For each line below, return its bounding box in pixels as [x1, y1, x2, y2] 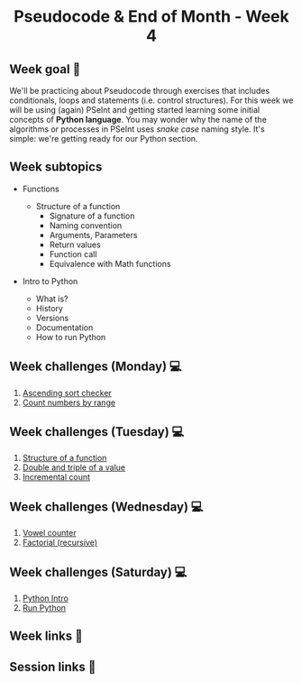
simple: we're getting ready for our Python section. [9, 134, 198, 143]
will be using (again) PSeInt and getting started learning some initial [9, 105, 261, 115]
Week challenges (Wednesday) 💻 [9, 499, 204, 514]
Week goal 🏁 [9, 61, 81, 77]
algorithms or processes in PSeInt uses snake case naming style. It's [9, 124, 265, 134]
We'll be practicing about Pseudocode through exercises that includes [9, 86, 270, 96]
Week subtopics [9, 160, 103, 175]
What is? [35, 293, 69, 304]
